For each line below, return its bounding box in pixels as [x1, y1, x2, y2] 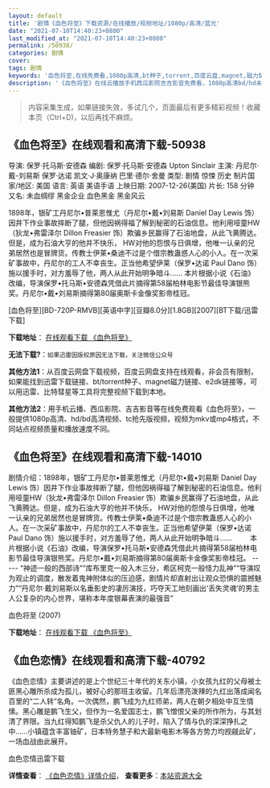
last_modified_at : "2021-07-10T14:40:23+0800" [8, 34, 167, 43]
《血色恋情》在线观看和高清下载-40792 [8, 653, 206, 667]
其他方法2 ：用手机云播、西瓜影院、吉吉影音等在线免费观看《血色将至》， [8, 404, 249, 414]
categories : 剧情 [8, 49, 64, 57]
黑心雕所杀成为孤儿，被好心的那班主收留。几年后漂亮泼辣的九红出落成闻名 [14, 686, 262, 696]
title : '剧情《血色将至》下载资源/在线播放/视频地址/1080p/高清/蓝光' [8, 19, 221, 27]
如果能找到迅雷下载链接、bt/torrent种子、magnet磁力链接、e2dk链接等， [8, 377, 251, 387]
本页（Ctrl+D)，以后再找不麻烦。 [27, 112, 137, 121]
